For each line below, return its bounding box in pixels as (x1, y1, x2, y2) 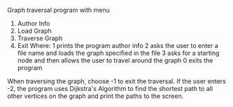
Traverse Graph (17, 34, 63, 42)
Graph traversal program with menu (7, 6, 111, 14)
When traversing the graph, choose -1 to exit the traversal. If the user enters (7, 77, 226, 85)
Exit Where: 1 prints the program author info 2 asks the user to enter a (17, 42, 219, 49)
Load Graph (17, 27, 52, 35)
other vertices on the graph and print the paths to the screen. (7, 92, 184, 100)
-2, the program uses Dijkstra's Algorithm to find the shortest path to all (7, 85, 213, 92)
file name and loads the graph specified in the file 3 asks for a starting (17, 49, 220, 57)
